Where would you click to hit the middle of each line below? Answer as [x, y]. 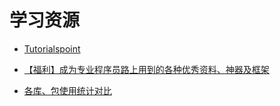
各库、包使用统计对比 [67, 90]
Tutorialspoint [52, 48]
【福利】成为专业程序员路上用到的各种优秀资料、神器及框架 [146, 69]
